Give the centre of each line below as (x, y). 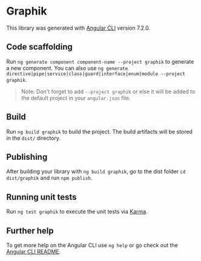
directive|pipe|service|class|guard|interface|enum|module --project (96, 74)
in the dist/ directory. (34, 138)
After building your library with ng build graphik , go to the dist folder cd (96, 171)
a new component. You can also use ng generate (67, 68)
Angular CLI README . (34, 252)
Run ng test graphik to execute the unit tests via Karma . (77, 212)
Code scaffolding (39, 47)
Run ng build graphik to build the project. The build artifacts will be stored (99, 131)
